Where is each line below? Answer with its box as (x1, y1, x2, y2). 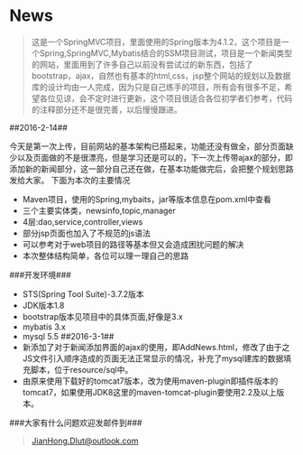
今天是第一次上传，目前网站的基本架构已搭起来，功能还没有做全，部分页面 (9, 141, 286, 152)
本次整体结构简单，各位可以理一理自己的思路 (22, 250, 189, 261)
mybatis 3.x (22, 321, 66, 332)
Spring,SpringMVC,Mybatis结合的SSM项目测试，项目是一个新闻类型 (39, 47, 293, 59)
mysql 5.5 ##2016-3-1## (22, 330, 115, 341)
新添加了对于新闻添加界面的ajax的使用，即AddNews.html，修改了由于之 (22, 341, 290, 352)
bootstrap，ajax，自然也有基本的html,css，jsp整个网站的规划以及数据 (31, 70, 291, 81)
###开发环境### (9, 269, 72, 280)
